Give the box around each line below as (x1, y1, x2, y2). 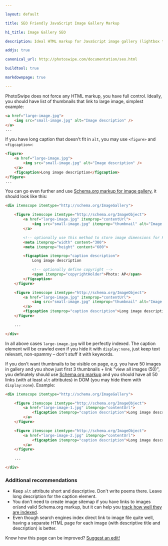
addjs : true (5, 48, 30, 53)
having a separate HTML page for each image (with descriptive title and (12, 520, 161, 526)
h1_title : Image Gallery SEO (5, 29, 66, 35)
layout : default (5, 11, 39, 16)
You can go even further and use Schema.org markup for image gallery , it (5, 188, 156, 194)
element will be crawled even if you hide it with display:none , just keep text (5, 345, 160, 351)
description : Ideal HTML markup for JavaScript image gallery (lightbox (5, 38, 160, 44)
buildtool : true (5, 66, 39, 71)
